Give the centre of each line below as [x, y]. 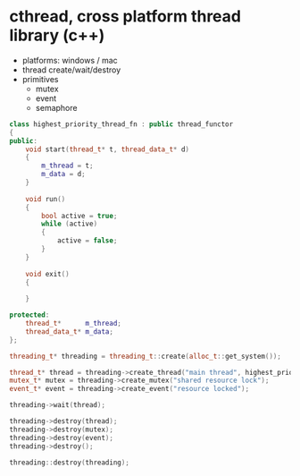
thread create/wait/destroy [71, 70]
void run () [46, 199]
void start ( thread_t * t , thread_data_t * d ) [108, 149]
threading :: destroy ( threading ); [69, 463]
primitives [40, 79]
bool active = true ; [79, 216]
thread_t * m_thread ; [74, 324]
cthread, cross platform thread [125, 17]
